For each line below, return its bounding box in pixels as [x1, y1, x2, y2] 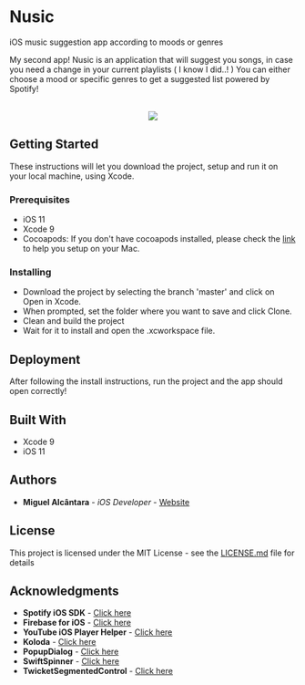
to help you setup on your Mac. [22, 244, 140, 254]
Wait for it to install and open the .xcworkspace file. [22, 326, 216, 337]
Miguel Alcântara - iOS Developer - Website [22, 496, 190, 507]
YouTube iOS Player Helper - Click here [22, 627, 173, 638]
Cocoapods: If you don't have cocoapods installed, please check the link [22, 234, 296, 244]
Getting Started [9, 137, 99, 152]
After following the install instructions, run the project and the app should [9, 376, 283, 387]
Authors [9, 472, 57, 488]
